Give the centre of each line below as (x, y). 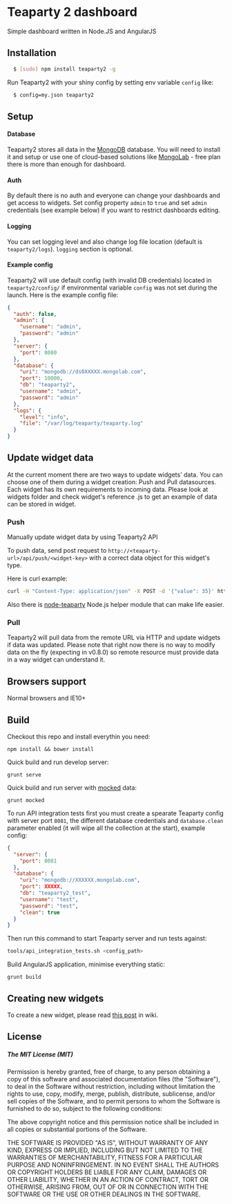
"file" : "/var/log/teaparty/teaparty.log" (81, 423)
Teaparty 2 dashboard (72, 12)
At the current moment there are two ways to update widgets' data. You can (115, 475)
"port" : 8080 (38, 353)
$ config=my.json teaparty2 (54, 95)
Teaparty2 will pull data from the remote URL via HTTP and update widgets (114, 637)
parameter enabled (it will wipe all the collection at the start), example (106, 828)
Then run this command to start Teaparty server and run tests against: (107, 939)
